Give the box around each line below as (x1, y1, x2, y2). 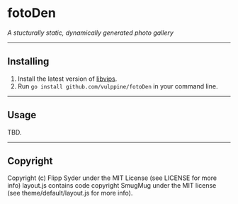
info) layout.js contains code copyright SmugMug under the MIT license (7, 181, 217, 190)
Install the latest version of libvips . (17, 74, 118, 83)
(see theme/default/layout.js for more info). (7, 189, 133, 198)
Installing (7, 55, 50, 68)
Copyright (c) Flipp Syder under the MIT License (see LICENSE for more (7, 174, 217, 182)
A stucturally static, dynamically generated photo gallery (7, 28, 174, 37)
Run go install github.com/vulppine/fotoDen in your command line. (17, 81, 218, 90)
